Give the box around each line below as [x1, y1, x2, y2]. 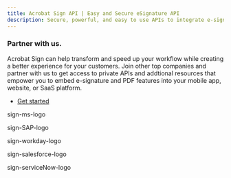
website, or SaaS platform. [7, 84, 82, 92]
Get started [16, 97, 49, 105]
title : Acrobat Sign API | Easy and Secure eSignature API [7, 10, 180, 17]
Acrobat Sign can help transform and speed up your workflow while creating [7, 54, 224, 62]
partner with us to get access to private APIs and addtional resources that [7, 69, 217, 77]
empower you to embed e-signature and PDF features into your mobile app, [7, 76, 221, 84]
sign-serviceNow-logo [7, 163, 71, 171]
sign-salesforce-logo [7, 150, 67, 158]
